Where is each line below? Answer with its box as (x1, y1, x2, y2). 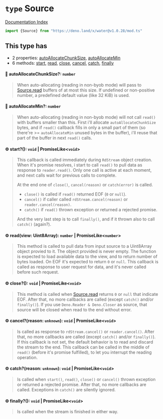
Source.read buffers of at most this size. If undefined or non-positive (17, 87, 155, 93)
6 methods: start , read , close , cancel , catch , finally (12, 60, 114, 66)
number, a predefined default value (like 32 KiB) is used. (17, 92, 130, 98)
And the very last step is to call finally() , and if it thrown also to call (17, 216, 155, 222)
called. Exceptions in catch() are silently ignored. (17, 387, 116, 393)
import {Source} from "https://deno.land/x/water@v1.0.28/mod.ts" (5, 28, 143, 33)
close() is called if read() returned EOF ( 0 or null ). (24, 191, 127, 197)
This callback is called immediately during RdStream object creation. (17, 157, 152, 163)
